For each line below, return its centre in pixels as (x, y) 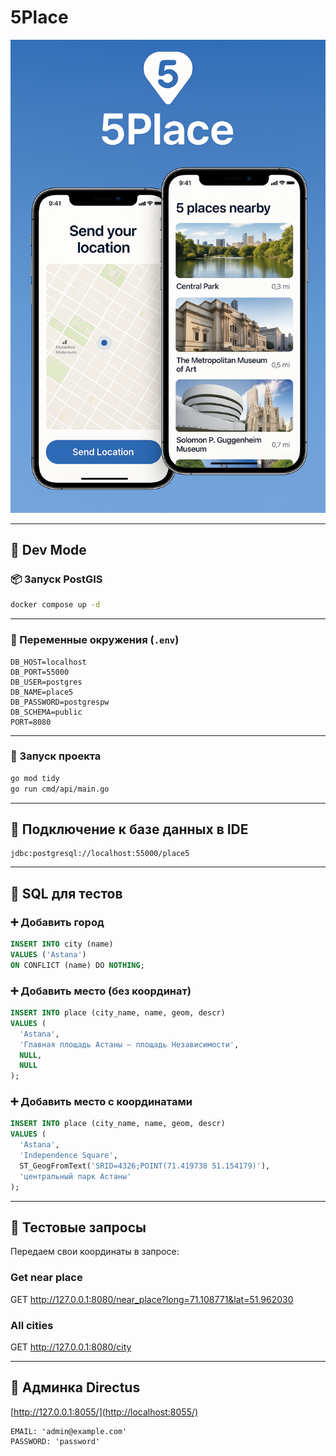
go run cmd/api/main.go (60, 789)
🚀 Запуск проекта (56, 756)
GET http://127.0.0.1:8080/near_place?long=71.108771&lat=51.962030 (152, 1299)
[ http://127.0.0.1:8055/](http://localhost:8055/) (104, 1412)
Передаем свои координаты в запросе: (95, 1252)
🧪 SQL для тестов (66, 893)
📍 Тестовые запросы (78, 1227)
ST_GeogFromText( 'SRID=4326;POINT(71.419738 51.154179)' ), (145, 1166)
